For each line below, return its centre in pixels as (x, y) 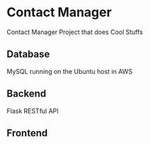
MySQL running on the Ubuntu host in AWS (70, 71)
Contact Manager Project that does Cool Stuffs (75, 32)
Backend (27, 94)
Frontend (27, 133)
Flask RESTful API (33, 111)
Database (28, 54)
